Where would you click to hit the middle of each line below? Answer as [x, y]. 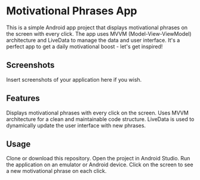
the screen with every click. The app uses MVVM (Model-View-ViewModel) [99, 33]
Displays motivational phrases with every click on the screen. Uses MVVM [98, 113]
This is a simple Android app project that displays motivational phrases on [97, 27]
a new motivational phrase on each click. [56, 171]
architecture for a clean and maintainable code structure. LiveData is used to [100, 119]
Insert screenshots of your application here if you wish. [74, 79]
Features [23, 99]
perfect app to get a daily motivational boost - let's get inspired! [84, 46]
